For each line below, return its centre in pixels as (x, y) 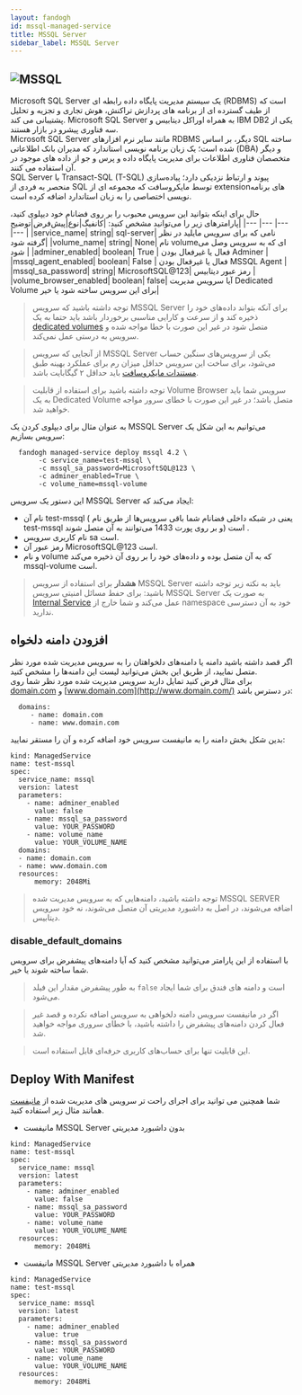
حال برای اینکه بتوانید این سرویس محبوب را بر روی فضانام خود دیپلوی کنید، (135, 214)
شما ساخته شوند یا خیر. (49, 970)
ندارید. (43, 612)
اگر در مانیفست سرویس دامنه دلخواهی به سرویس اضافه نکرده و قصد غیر (155, 1014)
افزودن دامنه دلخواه (59, 640)
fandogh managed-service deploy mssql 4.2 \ (103, 453)
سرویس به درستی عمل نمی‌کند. (85, 336)
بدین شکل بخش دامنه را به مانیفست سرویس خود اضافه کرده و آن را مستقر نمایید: (148, 739)
